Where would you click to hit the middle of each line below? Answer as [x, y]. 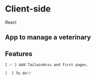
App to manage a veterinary [48, 37]
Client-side [28, 9]
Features [19, 54]
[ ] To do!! [18, 73]
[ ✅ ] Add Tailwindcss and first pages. [47, 65]
